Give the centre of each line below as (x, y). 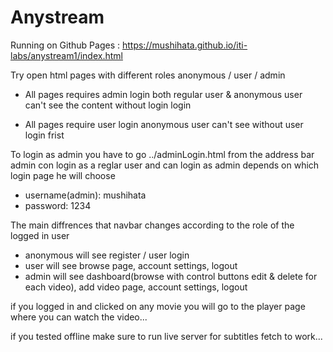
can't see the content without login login (108, 105)
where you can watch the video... (79, 317)
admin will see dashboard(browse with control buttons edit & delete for (171, 276)
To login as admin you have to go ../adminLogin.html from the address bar (162, 154)
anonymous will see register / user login (107, 255)
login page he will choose (63, 175)
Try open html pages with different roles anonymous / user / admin (148, 75)
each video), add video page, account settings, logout (136, 287)
